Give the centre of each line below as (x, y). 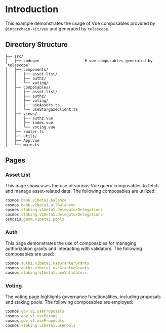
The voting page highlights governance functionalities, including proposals (83, 297)
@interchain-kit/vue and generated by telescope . (57, 28)
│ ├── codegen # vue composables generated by (79, 61)
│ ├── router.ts (25, 132)
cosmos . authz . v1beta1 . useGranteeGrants (47, 268)
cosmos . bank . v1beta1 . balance (36, 200)
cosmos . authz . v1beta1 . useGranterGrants (47, 263)
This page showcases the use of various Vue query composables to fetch (82, 186)
